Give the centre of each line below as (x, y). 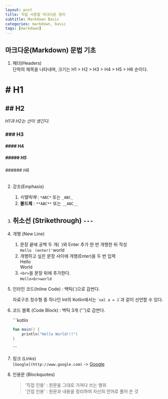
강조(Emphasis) (28, 186)
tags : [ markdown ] (23, 29)
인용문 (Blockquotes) (34, 374)
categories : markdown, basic (36, 24)
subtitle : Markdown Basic (32, 19)
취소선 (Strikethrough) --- (53, 221)
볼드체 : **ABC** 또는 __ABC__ (49, 204)
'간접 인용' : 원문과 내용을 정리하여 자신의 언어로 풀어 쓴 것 (82, 391)
